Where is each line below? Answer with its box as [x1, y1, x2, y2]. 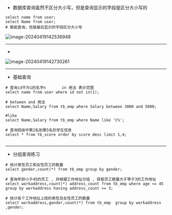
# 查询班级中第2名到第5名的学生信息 [5, 128, 72, 133]
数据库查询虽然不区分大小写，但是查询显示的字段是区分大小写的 [12, 5, 147, 10]
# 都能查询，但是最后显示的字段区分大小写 [5, 25, 83, 30]
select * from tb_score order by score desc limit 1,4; [5, 132, 127, 137]
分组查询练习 [12, 151, 40, 157]
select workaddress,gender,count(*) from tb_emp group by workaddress [5, 200, 161, 205]
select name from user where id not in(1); [5, 89, 100, 95]
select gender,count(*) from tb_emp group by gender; [5, 167, 123, 172]
